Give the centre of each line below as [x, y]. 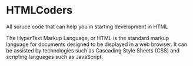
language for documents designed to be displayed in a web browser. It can [96, 44]
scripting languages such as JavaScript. [55, 57]
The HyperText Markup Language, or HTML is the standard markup [88, 38]
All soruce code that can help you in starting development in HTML [87, 27]
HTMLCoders [39, 10]
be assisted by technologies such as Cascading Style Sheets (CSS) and [93, 50]
